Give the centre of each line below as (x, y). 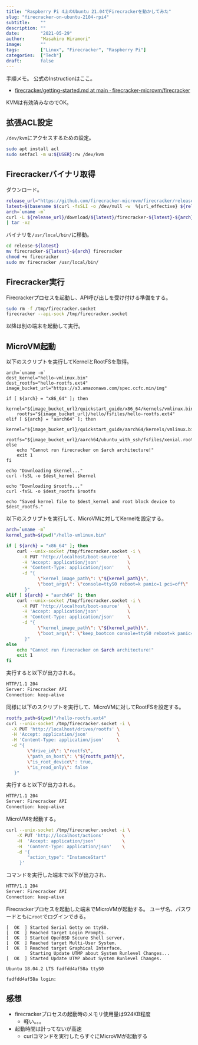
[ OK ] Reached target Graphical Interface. (64, 948)
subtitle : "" (26, 22)
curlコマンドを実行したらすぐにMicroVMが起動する (85, 1036)
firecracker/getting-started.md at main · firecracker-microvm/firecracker (102, 90)
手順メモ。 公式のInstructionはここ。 (51, 78)
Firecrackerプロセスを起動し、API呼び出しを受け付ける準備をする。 (89, 297)
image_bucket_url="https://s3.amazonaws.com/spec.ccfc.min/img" (87, 388)
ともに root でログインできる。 (53, 916)
